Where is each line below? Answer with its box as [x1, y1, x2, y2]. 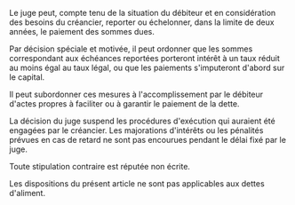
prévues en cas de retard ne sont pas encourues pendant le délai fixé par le [9, 135, 287, 145]
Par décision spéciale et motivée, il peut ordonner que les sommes [9, 43, 253, 54]
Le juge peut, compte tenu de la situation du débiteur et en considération [9, 8, 276, 18]
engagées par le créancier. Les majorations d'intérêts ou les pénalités [9, 125, 264, 136]
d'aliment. [9, 188, 46, 198]
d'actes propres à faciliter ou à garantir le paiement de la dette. [9, 99, 240, 109]
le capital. [9, 72, 45, 83]
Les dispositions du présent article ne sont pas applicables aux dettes [9, 178, 265, 189]
